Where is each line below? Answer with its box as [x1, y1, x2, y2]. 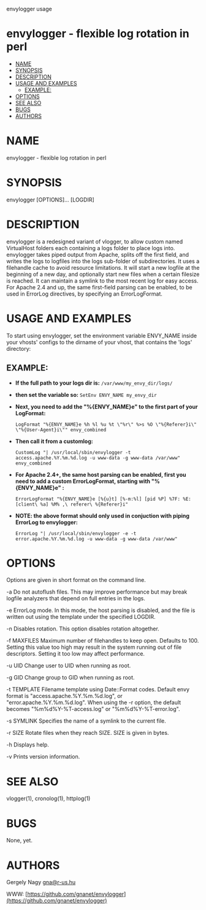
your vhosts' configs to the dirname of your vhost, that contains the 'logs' [6, 338, 193, 346]
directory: [6, 345, 31, 352]
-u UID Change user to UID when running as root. [6, 662, 131, 669]
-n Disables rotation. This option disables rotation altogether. [6, 625, 159, 632]
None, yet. [6, 837, 32, 844]
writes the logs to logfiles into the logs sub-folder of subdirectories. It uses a [6, 257, 200, 265]
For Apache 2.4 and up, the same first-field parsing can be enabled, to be [6, 283, 193, 291]
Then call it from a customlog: [15, 437, 93, 445]
